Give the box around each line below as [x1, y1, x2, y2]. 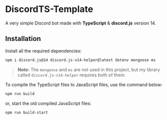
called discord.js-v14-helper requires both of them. [17, 71, 126, 78]
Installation [5, 34, 41, 43]
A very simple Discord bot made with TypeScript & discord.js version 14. [5, 20, 156, 26]
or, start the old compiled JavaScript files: [5, 100, 92, 106]
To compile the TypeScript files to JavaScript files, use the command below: [5, 81, 162, 87]
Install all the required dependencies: [5, 47, 82, 53]
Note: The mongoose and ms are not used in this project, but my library [17, 66, 160, 72]
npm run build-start [5, 110, 49, 115]
